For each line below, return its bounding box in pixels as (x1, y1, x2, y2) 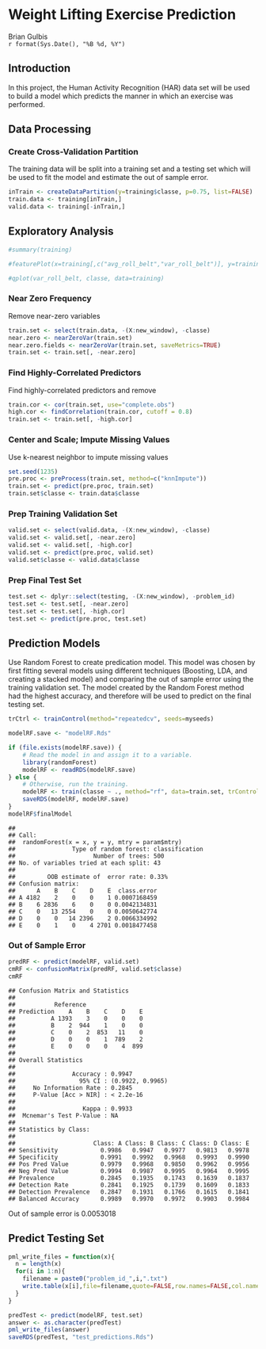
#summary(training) (8, 246, 73, 254)
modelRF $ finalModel (8, 810, 73, 818)
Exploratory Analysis (8, 224, 114, 239)
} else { (8, 773, 37, 782)
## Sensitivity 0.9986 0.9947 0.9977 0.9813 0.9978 (8, 1146, 249, 1154)
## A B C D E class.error (8, 886, 158, 895)
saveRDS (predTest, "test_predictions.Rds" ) (8, 1333, 154, 1341)
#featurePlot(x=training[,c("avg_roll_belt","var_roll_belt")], (8, 260, 225, 268)
